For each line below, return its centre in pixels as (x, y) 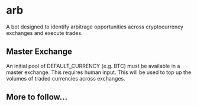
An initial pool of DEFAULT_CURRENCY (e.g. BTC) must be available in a (93, 66)
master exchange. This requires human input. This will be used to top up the (99, 72)
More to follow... (37, 97)
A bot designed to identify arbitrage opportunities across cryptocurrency (95, 27)
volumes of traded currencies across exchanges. (66, 78)
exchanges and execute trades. (44, 33)
